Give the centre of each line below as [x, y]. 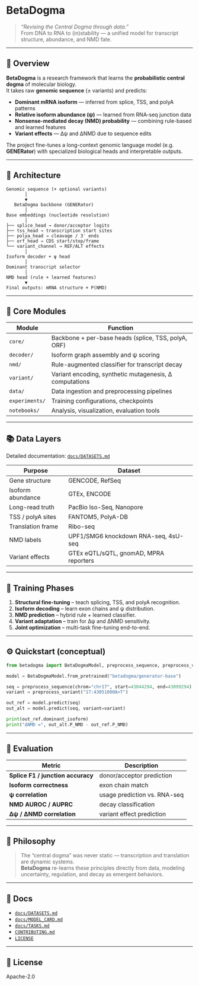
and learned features [40, 127]
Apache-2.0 [21, 977]
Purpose [36, 471]
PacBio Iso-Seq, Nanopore [105, 508]
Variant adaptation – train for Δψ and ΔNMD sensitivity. [83, 621]
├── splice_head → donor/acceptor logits [58, 225]
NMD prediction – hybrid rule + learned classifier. [75, 615]
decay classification [127, 804]
